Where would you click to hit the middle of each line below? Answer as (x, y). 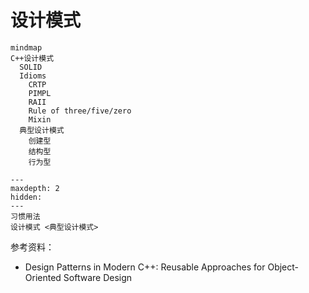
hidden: (26, 197)
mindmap (26, 47)
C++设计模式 (32, 58)
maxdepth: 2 (35, 188)
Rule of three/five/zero (80, 111)
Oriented (43, 277)
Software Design (98, 277)
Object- (283, 267)
